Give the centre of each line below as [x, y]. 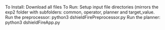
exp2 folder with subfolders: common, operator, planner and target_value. [80, 12]
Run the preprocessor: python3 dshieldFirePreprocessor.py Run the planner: [83, 17]
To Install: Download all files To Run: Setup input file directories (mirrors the [82, 7]
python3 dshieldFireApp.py [33, 22]
